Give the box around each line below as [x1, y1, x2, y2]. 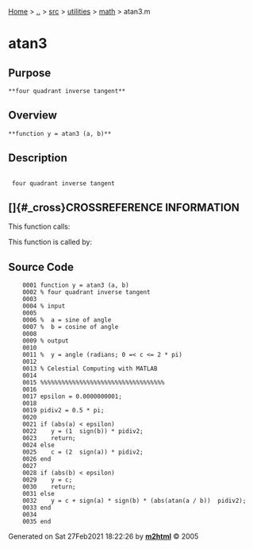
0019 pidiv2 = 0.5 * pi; [22, 407, 105, 415]
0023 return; [22, 435, 77, 443]
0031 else [22, 490, 56, 498]
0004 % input [22, 302, 66, 311]
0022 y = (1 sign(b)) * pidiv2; [22, 427, 144, 435]
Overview [8, 109, 58, 122]
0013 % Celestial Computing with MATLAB [22, 365, 158, 373]
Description [8, 151, 67, 165]
